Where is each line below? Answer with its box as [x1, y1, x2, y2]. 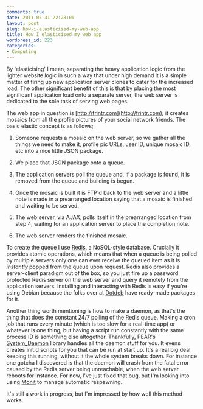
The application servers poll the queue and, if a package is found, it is [15, 170, 190, 178]
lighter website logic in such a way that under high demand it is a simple [6, 71, 187, 79]
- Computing [6, 49, 36, 55]
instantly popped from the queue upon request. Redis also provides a [6, 263, 180, 270]
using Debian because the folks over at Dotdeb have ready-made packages [6, 288, 196, 296]
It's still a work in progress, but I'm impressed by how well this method [6, 390, 183, 397]
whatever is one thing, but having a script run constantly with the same [6, 326, 184, 334]
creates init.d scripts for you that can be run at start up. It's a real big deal [6, 346, 191, 353]
